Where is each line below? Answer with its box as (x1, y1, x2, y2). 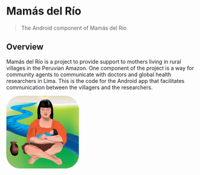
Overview (6, 42, 44, 52)
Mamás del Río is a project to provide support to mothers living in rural (6, 58, 181, 65)
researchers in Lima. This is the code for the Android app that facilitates (6, 77, 185, 84)
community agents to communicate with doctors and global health (6, 71, 172, 78)
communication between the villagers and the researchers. (6, 84, 153, 91)
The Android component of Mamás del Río (21, 24, 127, 31)
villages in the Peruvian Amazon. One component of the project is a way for (6, 64, 195, 71)
